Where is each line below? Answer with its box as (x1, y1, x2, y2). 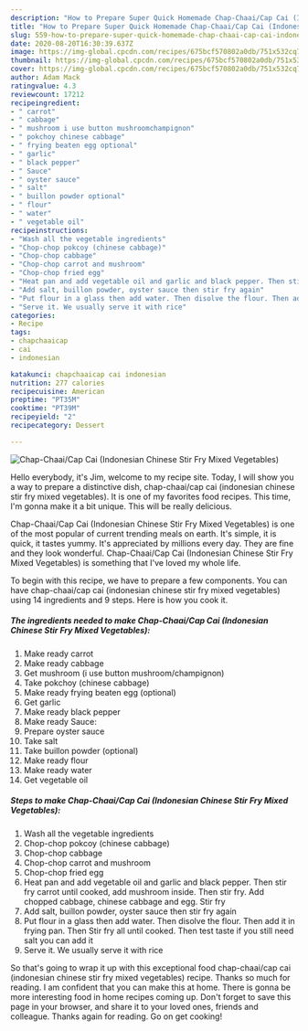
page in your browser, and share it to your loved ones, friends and (10, 1001, 259, 1012)
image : (10, 48, 36, 57)
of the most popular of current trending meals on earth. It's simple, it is (10, 527, 277, 539)
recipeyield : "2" (10, 412, 77, 421)
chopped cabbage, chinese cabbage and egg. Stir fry (23, 896, 227, 907)
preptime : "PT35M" (10, 395, 80, 405)
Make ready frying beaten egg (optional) (23, 686, 176, 697)
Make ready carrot (23, 648, 94, 659)
